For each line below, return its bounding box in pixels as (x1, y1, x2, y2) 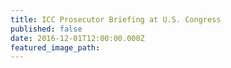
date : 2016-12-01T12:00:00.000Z (10, 33, 145, 43)
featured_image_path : (10, 42, 101, 53)
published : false (10, 24, 83, 34)
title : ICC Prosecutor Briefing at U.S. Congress (10, 14, 222, 25)
